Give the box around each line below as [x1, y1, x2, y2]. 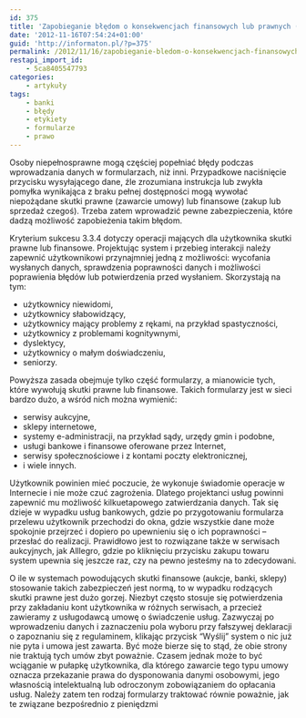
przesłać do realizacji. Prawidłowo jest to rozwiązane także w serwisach [9, 535, 280, 547]
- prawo [25, 132, 55, 141]
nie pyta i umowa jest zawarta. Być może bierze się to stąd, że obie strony [9, 640, 288, 651]
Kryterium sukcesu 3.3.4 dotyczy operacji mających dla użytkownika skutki [9, 232, 292, 243]
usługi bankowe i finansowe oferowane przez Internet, [22, 440, 227, 451]
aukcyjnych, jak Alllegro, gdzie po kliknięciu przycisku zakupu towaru [9, 545, 270, 556]
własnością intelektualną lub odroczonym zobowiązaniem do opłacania [9, 679, 276, 690]
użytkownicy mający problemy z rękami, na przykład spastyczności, [22, 318, 279, 329]
